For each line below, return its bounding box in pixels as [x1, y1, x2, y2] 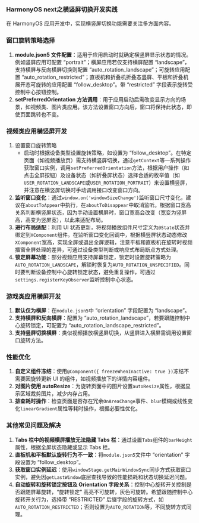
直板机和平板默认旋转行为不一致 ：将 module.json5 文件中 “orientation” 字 [14, 451, 190, 458]
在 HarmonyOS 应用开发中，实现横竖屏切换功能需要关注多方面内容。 [6, 20, 174, 27]
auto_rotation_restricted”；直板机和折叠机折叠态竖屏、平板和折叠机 [23, 73, 189, 81]
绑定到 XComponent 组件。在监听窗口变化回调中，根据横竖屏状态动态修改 [14, 231, 188, 238]
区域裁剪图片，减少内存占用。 [20, 390, 93, 397]
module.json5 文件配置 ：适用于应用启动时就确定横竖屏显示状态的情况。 [14, 51, 192, 58]
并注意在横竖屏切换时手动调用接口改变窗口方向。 [23, 186, 144, 193]
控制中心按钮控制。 [14, 88, 62, 95]
